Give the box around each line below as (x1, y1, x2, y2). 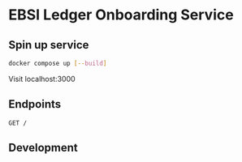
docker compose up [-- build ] (8, 59, 107, 67)
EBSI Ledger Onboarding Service (8, 6, 234, 24)
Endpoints (8, 97, 62, 111)
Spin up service (8, 38, 89, 52)
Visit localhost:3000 (8, 74, 76, 83)
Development (8, 141, 79, 155)
